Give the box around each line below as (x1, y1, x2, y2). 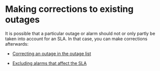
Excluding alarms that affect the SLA (12, 60, 87, 66)
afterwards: (5, 41, 29, 47)
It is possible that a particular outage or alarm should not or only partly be (5, 30, 156, 36)
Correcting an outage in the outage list (12, 51, 91, 57)
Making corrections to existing (5, 3, 134, 15)
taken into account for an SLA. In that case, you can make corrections (5, 36, 148, 42)
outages (5, 14, 40, 25)
